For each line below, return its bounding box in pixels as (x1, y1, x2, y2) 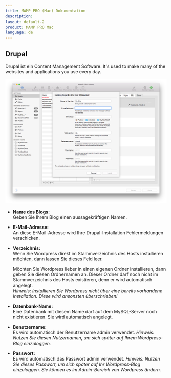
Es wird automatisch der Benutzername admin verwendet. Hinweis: (12, 329, 155, 335)
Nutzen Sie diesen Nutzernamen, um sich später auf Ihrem (12, 334, 137, 341)
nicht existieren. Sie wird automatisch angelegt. (12, 314, 113, 320)
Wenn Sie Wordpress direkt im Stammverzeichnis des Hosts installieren (12, 250, 164, 256)
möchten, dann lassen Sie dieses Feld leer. (12, 256, 103, 262)
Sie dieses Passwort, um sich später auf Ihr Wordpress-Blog (12, 361, 141, 367)
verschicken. (12, 235, 40, 241)
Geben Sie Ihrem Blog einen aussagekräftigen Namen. (12, 214, 127, 220)
